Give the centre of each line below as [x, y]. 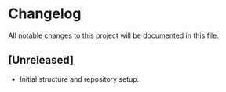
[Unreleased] [41, 60]
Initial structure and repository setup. [79, 79]
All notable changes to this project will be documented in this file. [114, 35]
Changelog [45, 14]
